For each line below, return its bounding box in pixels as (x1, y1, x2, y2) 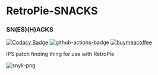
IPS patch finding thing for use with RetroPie (6, 51, 115, 58)
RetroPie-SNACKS (6, 4, 98, 18)
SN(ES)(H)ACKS (6, 26, 53, 34)
